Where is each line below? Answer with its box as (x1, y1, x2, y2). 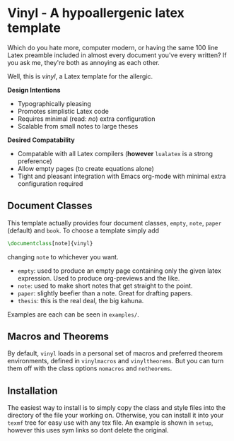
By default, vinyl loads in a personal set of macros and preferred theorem (7, 349, 223, 358)
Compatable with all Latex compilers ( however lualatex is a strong (17, 149, 213, 158)
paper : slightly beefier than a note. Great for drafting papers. (17, 288, 193, 298)
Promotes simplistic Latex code (17, 107, 110, 115)
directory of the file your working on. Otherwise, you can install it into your (7, 411, 224, 420)
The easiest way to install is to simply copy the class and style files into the (7, 404, 226, 412)
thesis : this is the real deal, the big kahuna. (17, 296, 144, 305)
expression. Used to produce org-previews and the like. (17, 274, 180, 282)
